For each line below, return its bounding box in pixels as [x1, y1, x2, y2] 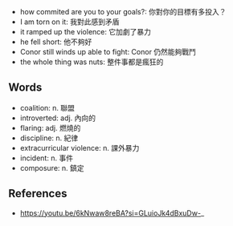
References [8, 187, 67, 200]
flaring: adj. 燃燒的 [19, 123, 81, 132]
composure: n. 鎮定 [19, 163, 84, 172]
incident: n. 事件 [19, 153, 74, 163]
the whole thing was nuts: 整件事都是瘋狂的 [19, 57, 164, 67]
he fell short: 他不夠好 [19, 37, 92, 46]
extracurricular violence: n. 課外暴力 [19, 143, 140, 152]
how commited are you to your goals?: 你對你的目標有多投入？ [19, 7, 227, 16]
